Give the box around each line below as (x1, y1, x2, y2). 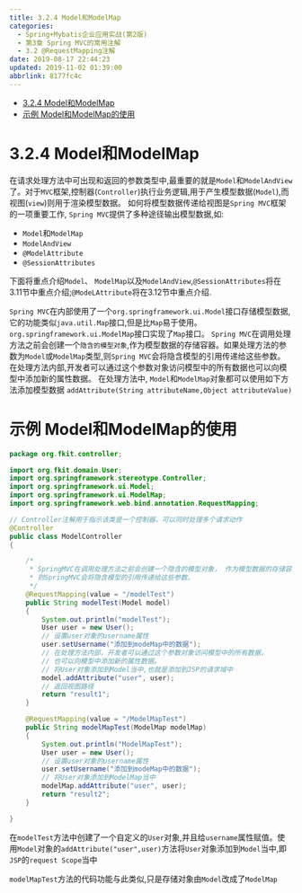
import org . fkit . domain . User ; (9, 465, 123, 474)
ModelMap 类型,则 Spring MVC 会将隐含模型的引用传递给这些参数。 (52, 350, 286, 361)
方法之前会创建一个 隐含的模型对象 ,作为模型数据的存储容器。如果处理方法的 (9, 339, 280, 350)
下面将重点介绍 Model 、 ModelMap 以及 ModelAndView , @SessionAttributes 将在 (9, 275, 281, 286)
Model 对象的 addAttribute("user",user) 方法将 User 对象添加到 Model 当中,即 (17, 843, 288, 853)
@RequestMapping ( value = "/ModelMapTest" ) (25, 715, 187, 724)
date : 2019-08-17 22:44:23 (9, 55, 111, 64)
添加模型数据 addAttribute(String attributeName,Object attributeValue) (16, 384, 292, 395)
